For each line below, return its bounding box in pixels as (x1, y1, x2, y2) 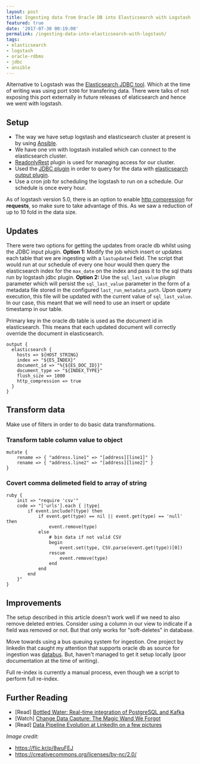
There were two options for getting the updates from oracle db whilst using (6, 242, 191, 249)
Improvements (6, 597, 61, 608)
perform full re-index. (6, 675, 59, 683)
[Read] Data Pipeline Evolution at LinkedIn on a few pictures (14, 721, 162, 729)
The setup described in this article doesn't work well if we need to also (6, 614, 180, 621)
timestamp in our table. (6, 306, 63, 312)
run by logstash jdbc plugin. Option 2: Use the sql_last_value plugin (6, 274, 176, 280)
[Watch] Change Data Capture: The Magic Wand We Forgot (14, 715, 161, 722)
